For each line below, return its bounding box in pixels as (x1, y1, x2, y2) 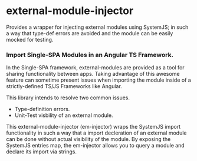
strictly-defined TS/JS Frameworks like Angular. (6, 83, 122, 90)
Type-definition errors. (14, 106, 70, 113)
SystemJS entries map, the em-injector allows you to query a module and (6, 142, 185, 149)
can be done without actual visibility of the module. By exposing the (6, 136, 171, 143)
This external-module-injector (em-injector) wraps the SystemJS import (6, 123, 181, 130)
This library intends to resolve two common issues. (6, 94, 130, 101)
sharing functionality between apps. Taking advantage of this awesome (6, 71, 180, 78)
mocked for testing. (6, 36, 54, 43)
